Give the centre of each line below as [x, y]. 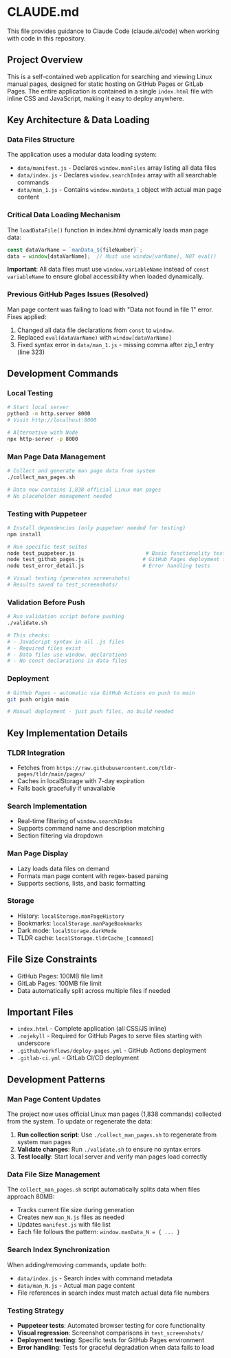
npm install [24, 534]
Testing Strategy [35, 1311]
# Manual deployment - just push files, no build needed [90, 712]
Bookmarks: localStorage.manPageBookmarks [79, 923]
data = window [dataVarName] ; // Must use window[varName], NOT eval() [112, 256]
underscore [33, 1043]
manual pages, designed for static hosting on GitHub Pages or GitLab [106, 84]
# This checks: [29, 635]
